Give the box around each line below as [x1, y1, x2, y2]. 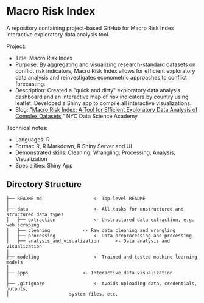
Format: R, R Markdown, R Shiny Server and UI [15, 142, 132, 149]
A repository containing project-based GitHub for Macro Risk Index [6, 24, 174, 32]
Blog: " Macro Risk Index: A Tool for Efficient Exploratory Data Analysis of [15, 106, 198, 113]
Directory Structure [6, 179, 82, 189]
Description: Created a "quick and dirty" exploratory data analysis [15, 86, 181, 94]
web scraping [6, 222, 40, 228]
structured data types [6, 211, 64, 217]
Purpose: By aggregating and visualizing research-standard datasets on [15, 61, 196, 68]
